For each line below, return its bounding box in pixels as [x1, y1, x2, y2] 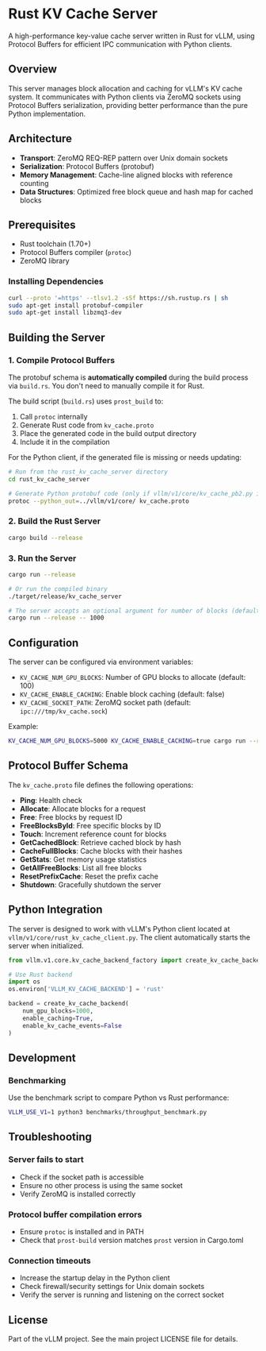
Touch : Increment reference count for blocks [19, 829, 167, 839]
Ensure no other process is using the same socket [19, 1180, 184, 1190]
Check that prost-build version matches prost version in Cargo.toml [19, 1236, 244, 1245]
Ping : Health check [19, 795, 83, 805]
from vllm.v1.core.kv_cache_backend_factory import [8, 956, 182, 964]
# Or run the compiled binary [8, 585, 108, 593]
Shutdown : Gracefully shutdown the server [19, 879, 161, 890]
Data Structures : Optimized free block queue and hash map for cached [19, 187, 253, 196]
